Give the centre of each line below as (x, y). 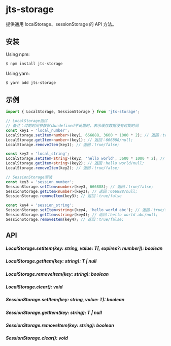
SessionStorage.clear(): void (37, 338)
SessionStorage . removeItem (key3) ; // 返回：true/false (64, 196)
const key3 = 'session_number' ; (40, 182)
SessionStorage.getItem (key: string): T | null (54, 312)
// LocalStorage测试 (27, 121)
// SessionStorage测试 (29, 177)
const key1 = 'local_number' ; (38, 130)
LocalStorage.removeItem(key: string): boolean (57, 274)
